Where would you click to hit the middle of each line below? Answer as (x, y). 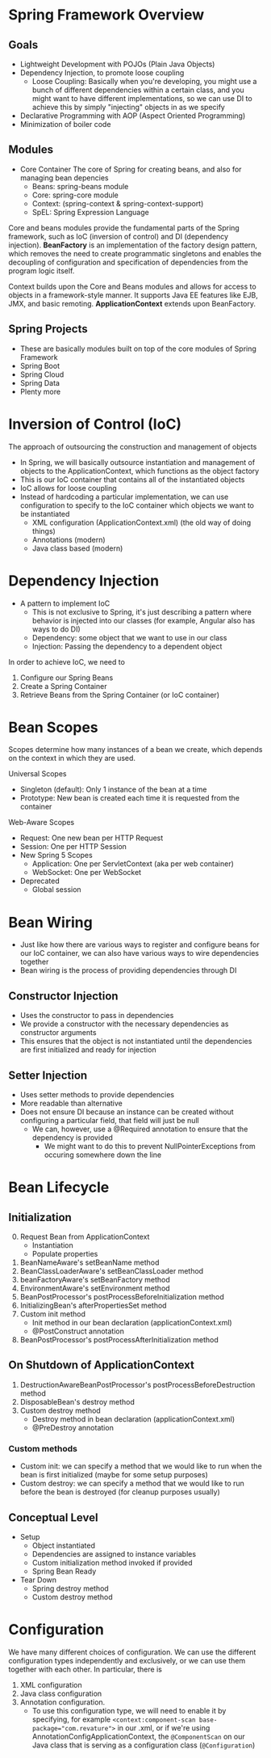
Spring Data (40, 382)
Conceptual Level (53, 1517)
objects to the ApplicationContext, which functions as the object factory (140, 471)
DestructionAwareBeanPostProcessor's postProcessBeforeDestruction (138, 1384)
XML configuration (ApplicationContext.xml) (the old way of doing (142, 522)
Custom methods (43, 1448)
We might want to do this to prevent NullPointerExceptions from (150, 1146)
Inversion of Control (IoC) (95, 424)
